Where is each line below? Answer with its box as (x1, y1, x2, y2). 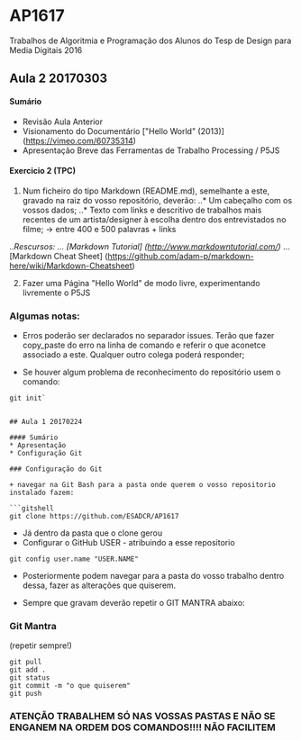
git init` (9, 393, 47, 403)
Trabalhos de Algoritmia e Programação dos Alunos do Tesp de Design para (9, 35, 292, 46)
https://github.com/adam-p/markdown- (107, 250, 254, 261)
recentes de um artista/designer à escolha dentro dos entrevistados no (22, 213, 287, 225)
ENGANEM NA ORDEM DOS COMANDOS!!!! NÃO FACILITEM (9, 721, 277, 734)
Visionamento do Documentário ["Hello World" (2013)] (22, 125, 225, 136)
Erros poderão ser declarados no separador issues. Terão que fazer (22, 330, 275, 341)
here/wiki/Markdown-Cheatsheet (9, 260, 132, 271)
